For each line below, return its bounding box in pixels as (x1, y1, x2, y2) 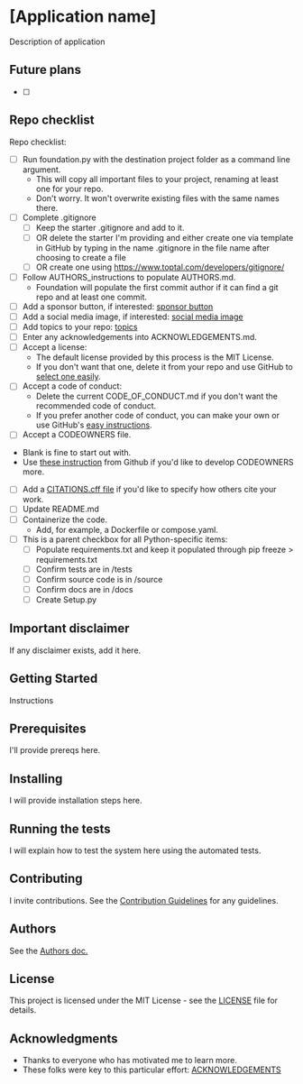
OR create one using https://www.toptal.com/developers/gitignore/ (35, 262, 285, 272)
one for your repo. (35, 183, 104, 194)
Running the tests (9, 821, 111, 836)
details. (9, 1005, 37, 1015)
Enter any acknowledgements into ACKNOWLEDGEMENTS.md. (22, 332, 257, 343)
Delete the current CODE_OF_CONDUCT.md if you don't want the (35, 390, 278, 402)
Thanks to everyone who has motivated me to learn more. (22, 1055, 237, 1066)
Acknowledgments (9, 1031, 119, 1046)
